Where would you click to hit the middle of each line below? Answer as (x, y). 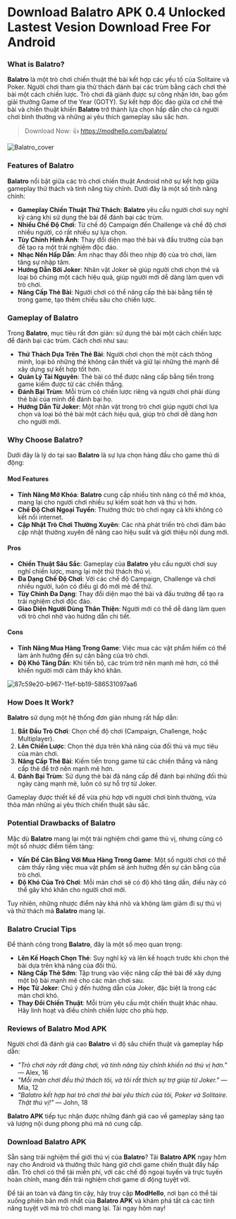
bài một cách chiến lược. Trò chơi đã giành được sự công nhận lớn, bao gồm (118, 94)
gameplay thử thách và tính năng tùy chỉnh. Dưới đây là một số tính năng (112, 188)
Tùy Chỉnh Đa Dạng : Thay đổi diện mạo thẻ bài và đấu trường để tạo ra (120, 593)
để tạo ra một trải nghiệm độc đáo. (68, 247)
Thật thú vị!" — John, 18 (52, 1103)
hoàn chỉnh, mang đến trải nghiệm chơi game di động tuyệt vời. (99, 1180)
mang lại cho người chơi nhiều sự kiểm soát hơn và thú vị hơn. (107, 502)
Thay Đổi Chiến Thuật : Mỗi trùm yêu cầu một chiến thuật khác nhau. (118, 1003)
